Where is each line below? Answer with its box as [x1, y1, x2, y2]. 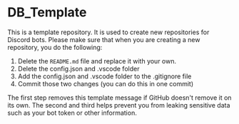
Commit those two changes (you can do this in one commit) [17, 79, 194, 88]
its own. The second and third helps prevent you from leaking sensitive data [7, 100, 230, 109]
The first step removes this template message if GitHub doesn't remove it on [7, 93, 232, 102]
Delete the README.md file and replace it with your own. [17, 56, 177, 65]
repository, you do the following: [7, 43, 103, 51]
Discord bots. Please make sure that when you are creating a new [7, 35, 200, 43]
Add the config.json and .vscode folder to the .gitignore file [17, 72, 192, 81]
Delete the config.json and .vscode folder [17, 64, 140, 73]
